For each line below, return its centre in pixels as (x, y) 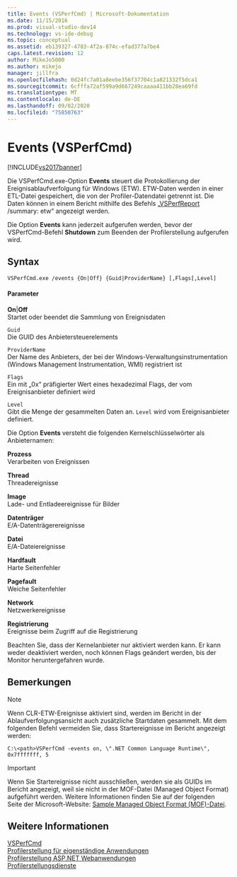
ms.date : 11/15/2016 (38, 21)
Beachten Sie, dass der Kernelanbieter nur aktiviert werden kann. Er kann (114, 645)
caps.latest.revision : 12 (45, 54)
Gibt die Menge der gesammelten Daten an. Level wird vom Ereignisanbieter (118, 412)
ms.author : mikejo (34, 66)
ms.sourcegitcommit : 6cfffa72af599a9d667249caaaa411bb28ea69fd (103, 86)
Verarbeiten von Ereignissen (48, 461)
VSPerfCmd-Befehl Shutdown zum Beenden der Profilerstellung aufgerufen (118, 232)
